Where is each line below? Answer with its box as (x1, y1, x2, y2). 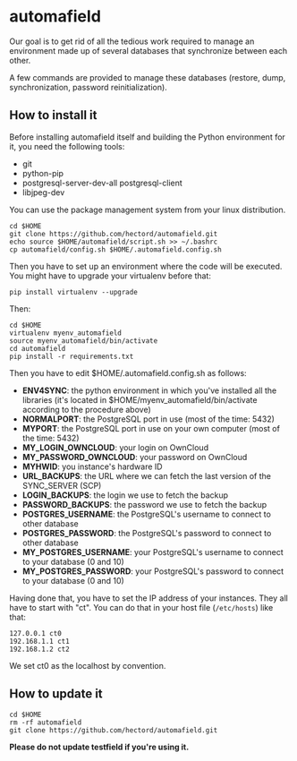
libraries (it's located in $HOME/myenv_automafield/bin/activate (21, 394, 258, 405)
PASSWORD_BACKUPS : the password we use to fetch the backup (21, 499, 267, 509)
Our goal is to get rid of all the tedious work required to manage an (9, 36, 255, 47)
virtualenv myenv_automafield (9, 329, 123, 338)
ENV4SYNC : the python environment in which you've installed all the (21, 385, 277, 396)
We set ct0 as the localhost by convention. (9, 660, 166, 671)
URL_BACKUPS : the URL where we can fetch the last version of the (21, 470, 271, 481)
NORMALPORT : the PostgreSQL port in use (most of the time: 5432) (21, 414, 276, 424)
